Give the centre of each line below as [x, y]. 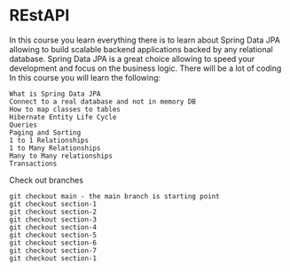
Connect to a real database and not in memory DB [103, 101]
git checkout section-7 [53, 250]
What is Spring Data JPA [55, 94]
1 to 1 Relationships [49, 140]
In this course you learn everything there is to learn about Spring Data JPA [145, 40]
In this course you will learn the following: [85, 77]
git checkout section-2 [53, 212]
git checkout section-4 [53, 227]
